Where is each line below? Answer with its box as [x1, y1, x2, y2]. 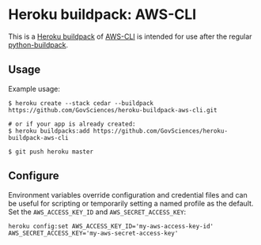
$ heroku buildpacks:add [8, 126, 90, 135]
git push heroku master [15, 148, 93, 156]
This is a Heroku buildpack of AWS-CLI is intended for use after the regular [8, 32, 252, 41]
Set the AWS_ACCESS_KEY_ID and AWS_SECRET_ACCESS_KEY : [8, 207, 187, 217]
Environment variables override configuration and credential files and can [8, 190, 248, 199]
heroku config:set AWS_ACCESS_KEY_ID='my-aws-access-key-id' [8, 222, 214, 230]
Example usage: [8, 84, 61, 93]
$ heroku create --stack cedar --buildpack [8, 99, 154, 107]
